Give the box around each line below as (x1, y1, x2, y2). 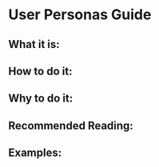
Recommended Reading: (8, 118, 133, 133)
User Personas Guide (8, 6, 152, 24)
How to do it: (8, 64, 73, 78)
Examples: (8, 146, 62, 160)
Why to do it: (8, 92, 74, 105)
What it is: (8, 38, 60, 51)
